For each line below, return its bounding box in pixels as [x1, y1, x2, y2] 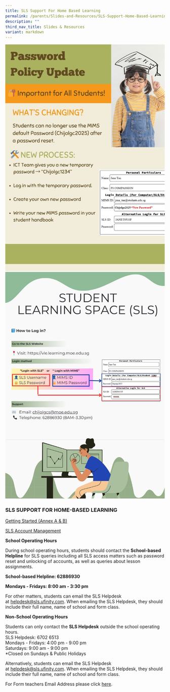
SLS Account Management [5, 528, 61, 534]
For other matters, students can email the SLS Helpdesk [5, 593, 122, 599]
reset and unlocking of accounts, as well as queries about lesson [5, 558, 141, 565]
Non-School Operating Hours [5, 614, 68, 620]
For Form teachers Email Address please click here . [5, 681, 113, 687]
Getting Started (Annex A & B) [5, 518, 67, 524]
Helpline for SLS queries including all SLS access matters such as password [5, 553, 164, 559]
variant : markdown [5, 29, 44, 35]
